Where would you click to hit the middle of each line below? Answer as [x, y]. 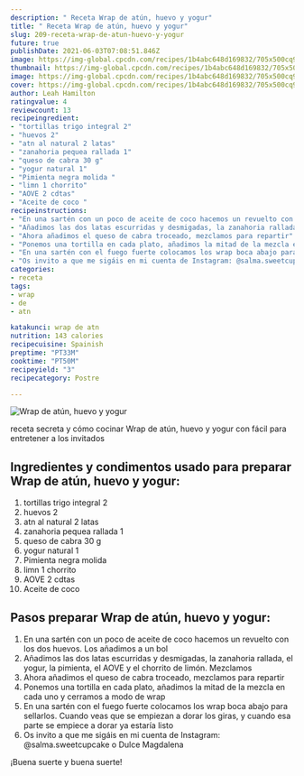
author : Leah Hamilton [53, 93]
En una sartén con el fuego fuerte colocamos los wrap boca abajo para [155, 706]
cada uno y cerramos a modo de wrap [94, 697]
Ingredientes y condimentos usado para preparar [151, 467]
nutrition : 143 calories [57, 336]
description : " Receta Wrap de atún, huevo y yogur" [111, 18]
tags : [20, 286]
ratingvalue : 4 [39, 102]
